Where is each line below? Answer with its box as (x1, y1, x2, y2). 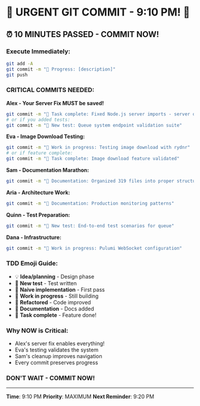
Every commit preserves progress (14, 359, 98, 367)
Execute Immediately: (6, 47, 71, 56)
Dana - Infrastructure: (6, 233, 61, 241)
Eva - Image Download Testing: (6, 133, 85, 140)
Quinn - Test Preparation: (6, 211, 70, 218)
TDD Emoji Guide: (6, 260, 58, 268)
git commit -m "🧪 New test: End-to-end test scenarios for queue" (6, 222, 174, 229)
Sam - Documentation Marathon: (6, 167, 89, 174)
